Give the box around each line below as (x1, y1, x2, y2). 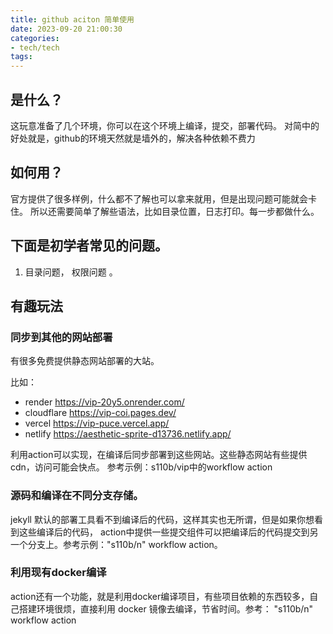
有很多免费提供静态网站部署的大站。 (10, 355, 160, 367)
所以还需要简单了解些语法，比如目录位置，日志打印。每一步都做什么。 (29, 205, 320, 217)
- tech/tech (10, 42, 60, 53)
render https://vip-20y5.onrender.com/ (24, 396, 185, 408)
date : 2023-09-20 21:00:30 (10, 24, 123, 34)
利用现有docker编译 (10, 566, 107, 580)
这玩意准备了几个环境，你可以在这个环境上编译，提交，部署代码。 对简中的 (10, 119, 320, 131)
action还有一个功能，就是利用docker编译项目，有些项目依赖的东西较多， (10, 590, 310, 602)
